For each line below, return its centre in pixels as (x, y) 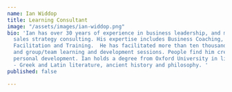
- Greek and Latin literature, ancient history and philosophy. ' (111, 65)
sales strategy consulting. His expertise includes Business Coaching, (119, 39)
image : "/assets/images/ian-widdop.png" (66, 26)
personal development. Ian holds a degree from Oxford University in (115, 59)
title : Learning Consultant (48, 20)
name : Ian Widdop (32, 13)
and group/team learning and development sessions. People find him (114, 53)
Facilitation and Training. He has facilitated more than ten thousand (120, 46)
